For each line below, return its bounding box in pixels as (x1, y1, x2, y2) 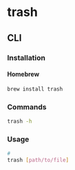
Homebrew (7, 70, 40, 79)
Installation (7, 53, 46, 63)
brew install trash (7, 85, 63, 93)
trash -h (7, 118, 32, 125)
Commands (7, 102, 47, 111)
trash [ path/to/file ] (7, 156, 69, 164)
